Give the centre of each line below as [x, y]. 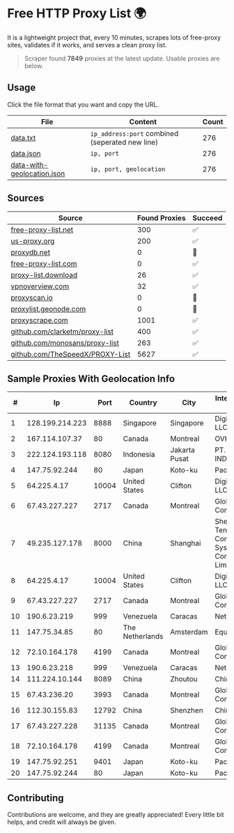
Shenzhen [187, 710]
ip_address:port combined [134, 133]
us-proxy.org [33, 241]
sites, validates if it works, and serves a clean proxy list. [87, 45]
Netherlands [143, 637]
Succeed [208, 218]
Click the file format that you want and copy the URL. [83, 104]
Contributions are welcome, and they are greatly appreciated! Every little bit [116, 815]
